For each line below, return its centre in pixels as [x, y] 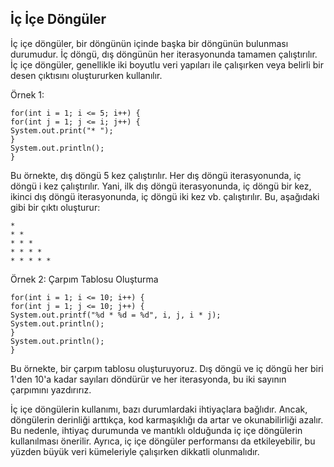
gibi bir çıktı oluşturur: [55, 207]
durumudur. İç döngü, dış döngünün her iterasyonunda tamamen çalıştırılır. [164, 54]
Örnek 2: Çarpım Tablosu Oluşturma [84, 279]
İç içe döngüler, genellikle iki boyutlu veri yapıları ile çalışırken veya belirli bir [167, 64]
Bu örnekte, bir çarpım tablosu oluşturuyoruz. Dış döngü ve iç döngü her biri [167, 368]
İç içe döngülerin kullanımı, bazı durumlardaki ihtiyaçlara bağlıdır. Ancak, [159, 409]
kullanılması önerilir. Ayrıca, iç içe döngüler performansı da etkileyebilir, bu [163, 441]
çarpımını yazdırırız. [51, 389]
